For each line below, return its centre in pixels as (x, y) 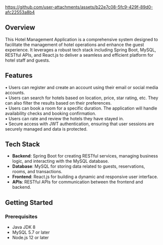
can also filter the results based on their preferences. (58, 103)
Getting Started (29, 202)
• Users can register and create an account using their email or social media (82, 87)
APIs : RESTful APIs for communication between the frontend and (77, 182)
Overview (20, 28)
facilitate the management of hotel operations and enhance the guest (75, 45)
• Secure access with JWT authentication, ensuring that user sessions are (80, 124)
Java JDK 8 (24, 227)
